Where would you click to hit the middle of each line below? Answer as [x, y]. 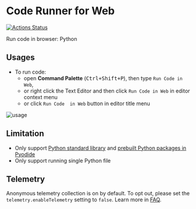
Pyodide [25, 154]
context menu [40, 97]
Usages [20, 58]
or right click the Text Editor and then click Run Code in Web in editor [107, 91]
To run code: [30, 72]
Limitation [25, 134]
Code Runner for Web [60, 11]
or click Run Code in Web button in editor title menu [87, 103]
